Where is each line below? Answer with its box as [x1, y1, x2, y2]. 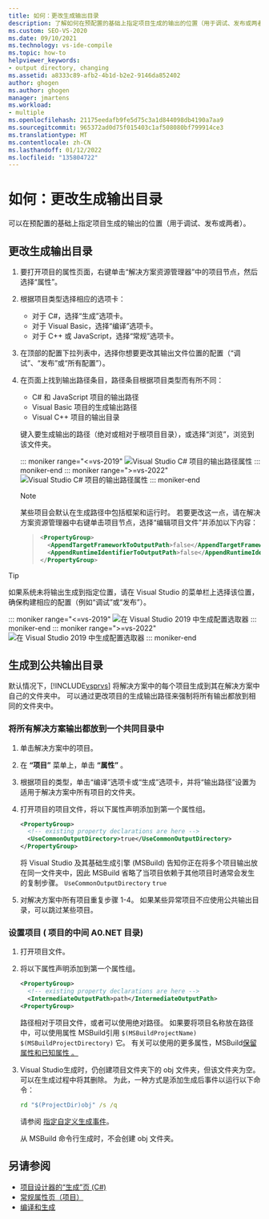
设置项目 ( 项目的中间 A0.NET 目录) [8, 927, 144, 938]
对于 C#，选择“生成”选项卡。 [31, 311, 127, 321]
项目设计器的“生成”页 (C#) [19, 1182, 106, 1192]
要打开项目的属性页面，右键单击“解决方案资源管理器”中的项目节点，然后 [19, 267, 259, 277]
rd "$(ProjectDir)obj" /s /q [19, 1100, 118, 1109]
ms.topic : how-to [8, 49, 66, 57]
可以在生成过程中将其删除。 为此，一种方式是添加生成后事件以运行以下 [19, 1075, 254, 1084]
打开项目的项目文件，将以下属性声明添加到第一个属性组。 [19, 804, 210, 814]
